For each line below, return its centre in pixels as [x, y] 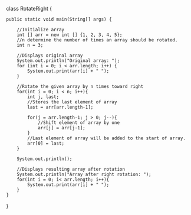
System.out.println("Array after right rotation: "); [84, 174]
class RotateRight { [29, 9]
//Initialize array [41, 30]
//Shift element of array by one [78, 123]
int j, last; [43, 97]
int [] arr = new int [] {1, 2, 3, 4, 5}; [70, 35]
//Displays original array [50, 56]
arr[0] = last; [46, 144]
